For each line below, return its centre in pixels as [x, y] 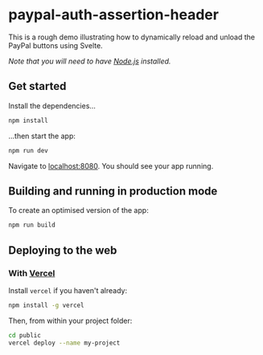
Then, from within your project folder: [70, 320]
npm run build [32, 225]
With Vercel [32, 273]
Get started [37, 86]
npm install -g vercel [46, 305]
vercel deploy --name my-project [64, 343]
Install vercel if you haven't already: [68, 290]
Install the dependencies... [52, 105]
